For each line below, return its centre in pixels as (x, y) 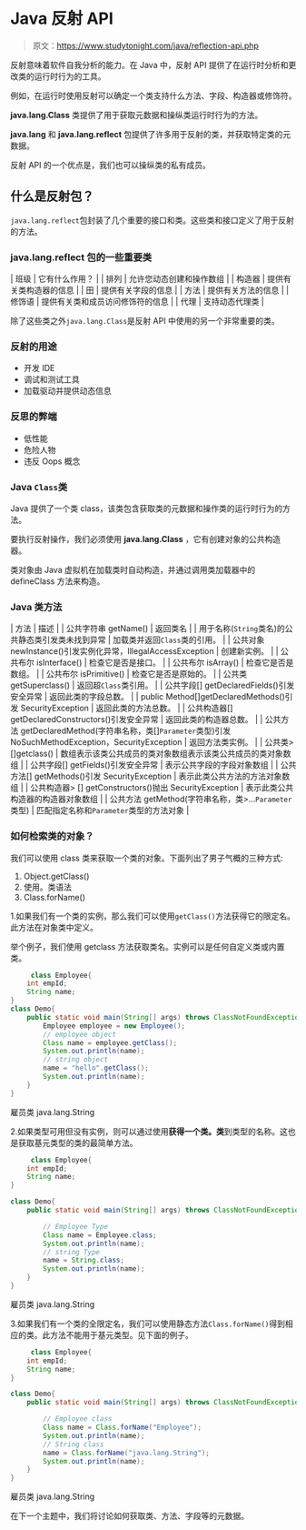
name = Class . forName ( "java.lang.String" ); (126, 1453)
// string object (75, 1060)
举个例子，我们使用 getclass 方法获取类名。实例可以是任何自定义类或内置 (148, 946)
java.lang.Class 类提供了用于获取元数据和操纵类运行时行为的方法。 (137, 115)
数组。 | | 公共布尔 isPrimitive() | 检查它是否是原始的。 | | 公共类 (129, 674)
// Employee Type (75, 1226)
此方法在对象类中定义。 (54, 927)
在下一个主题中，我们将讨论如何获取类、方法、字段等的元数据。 (129, 1516)
